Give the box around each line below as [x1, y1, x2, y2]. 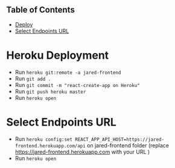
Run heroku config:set [14, 135, 72, 143]
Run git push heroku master [14, 88, 86, 95]
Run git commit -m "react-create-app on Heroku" [14, 81, 140, 88]
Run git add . [14, 75, 51, 82]
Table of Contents [6, 5, 75, 15]
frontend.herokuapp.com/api [14, 143, 86, 149]
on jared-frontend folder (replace [86, 141, 170, 149]
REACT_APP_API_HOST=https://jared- [75, 136, 165, 143]
